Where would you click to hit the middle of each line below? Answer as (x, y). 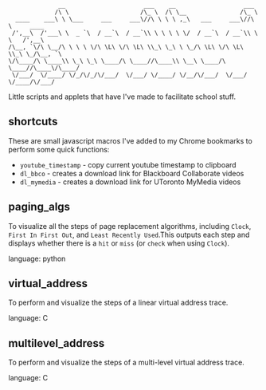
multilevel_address (57, 343)
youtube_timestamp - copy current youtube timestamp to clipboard (128, 164)
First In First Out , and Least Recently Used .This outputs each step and (129, 234)
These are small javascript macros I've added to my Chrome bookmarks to (130, 140)
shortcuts (33, 122)
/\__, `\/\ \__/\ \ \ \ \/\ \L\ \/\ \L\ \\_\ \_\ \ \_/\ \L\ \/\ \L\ (126, 47)
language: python (37, 258)
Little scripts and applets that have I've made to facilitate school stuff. (122, 97)
